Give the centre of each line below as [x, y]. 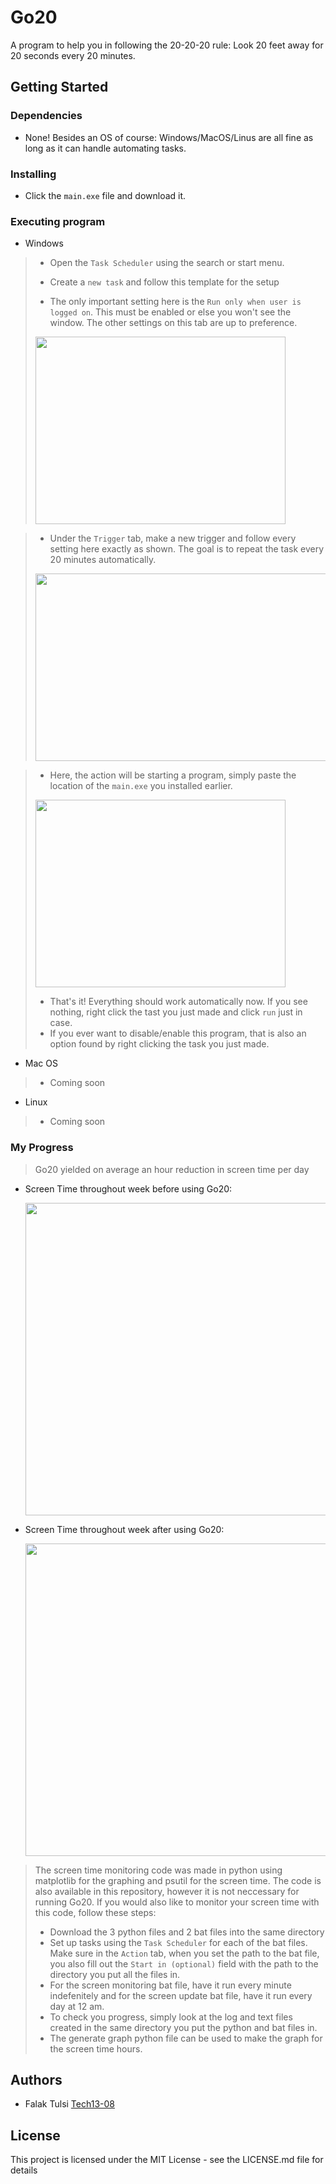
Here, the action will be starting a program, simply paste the [173, 775]
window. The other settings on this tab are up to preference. [173, 323]
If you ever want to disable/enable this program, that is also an [178, 1033]
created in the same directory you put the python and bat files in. [183, 2027]
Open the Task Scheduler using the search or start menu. [167, 263]
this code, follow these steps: [95, 1912]
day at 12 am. [77, 2006]
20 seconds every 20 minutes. [73, 55]
